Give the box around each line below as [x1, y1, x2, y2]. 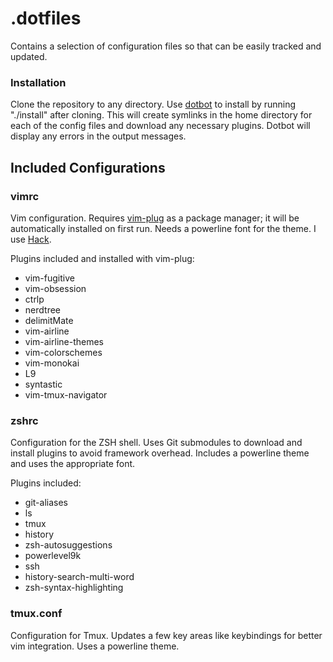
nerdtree [24, 303, 61, 316]
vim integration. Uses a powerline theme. [10, 640, 180, 652]
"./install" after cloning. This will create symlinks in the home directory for [10, 109, 313, 121]
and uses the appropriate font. [10, 458, 136, 470]
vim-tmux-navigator [24, 388, 108, 401]
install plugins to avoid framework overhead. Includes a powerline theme [10, 447, 310, 459]
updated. [10, 50, 48, 62]
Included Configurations [10, 159, 166, 176]
